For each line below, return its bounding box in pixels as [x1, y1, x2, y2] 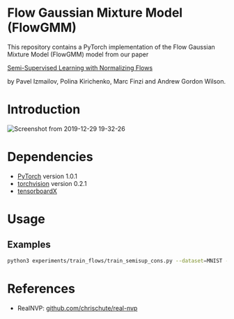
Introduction [7, 102, 81, 118]
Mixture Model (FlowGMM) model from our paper [7, 50, 149, 59]
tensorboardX [17, 187, 58, 195]
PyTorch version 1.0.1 [17, 172, 78, 180]
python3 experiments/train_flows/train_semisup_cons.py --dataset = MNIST [7, 257, 223, 264]
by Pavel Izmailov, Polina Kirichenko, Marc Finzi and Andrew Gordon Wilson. [7, 77, 226, 85]
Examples [7, 239, 51, 251]
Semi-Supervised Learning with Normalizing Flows [7, 63, 153, 72]
